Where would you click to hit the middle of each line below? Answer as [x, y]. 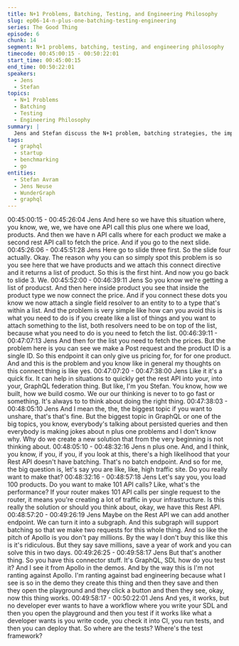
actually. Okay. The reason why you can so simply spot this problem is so [115, 258]
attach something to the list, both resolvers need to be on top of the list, [112, 325]
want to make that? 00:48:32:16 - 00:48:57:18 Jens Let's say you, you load [117, 477]
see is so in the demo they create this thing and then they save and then [113, 583]
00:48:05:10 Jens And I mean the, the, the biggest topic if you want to [110, 409]
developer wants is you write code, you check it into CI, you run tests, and [116, 621]
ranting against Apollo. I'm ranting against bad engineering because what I [117, 575]
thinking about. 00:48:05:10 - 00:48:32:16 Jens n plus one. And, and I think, [118, 447]
